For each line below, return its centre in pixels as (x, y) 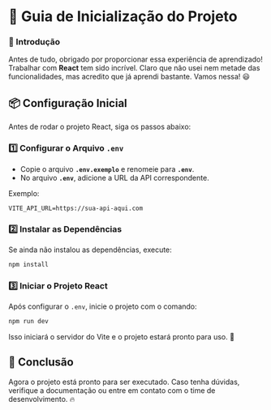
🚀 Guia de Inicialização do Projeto (123, 17)
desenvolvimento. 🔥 (42, 399)
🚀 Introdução (34, 42)
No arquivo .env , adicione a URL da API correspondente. (114, 177)
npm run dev (28, 322)
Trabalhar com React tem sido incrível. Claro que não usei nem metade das (134, 68)
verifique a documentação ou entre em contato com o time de (112, 390)
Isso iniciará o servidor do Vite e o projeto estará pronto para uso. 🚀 (122, 336)
